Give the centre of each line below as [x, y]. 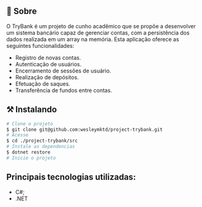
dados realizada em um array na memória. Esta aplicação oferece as [93, 39]
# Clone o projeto [30, 123]
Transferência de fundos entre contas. [63, 90]
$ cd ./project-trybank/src [42, 141]
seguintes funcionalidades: [40, 45]
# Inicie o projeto [31, 158]
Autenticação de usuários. [48, 64]
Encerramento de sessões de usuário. [63, 71]
